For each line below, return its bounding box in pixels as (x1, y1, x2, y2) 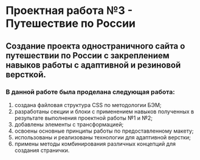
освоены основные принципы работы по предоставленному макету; (14, 127, 194, 134)
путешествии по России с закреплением (5, 50, 170, 61)
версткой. (5, 69, 46, 80)
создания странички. (14, 147, 70, 154)
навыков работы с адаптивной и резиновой (5, 60, 181, 70)
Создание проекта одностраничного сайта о (5, 41, 185, 51)
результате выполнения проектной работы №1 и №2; (14, 114, 153, 122)
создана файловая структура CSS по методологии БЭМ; (14, 101, 162, 108)
